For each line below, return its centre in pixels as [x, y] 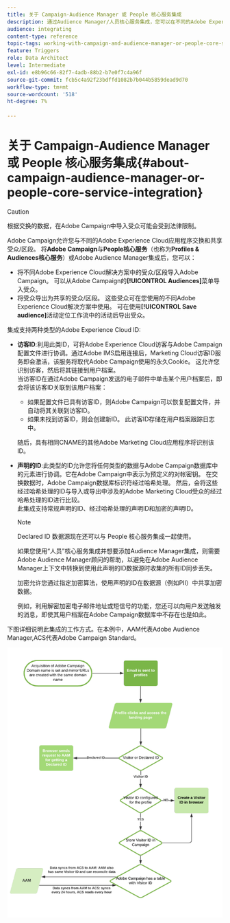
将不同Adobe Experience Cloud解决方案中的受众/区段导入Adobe [107, 272]
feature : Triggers [33, 51]
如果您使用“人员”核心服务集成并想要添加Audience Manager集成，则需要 [118, 551]
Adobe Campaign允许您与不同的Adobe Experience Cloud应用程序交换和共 [112, 240]
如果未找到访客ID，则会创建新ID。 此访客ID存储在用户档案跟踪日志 [121, 419]
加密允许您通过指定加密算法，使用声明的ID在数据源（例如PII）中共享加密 [119, 582]
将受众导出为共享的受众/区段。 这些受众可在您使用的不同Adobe [106, 298]
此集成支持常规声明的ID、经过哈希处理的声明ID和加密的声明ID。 [107, 508]
